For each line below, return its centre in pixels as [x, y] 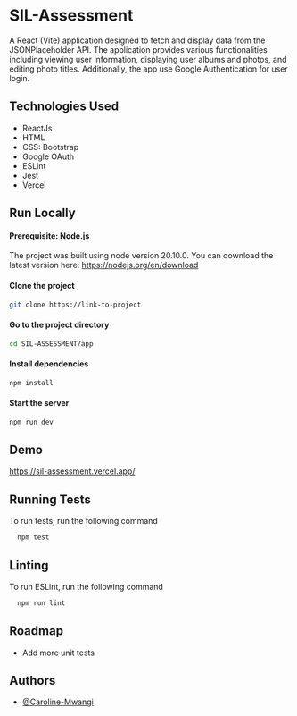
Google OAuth [48, 156]
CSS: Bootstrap [50, 147]
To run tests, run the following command [83, 521]
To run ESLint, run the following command [86, 586]
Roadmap [37, 631]
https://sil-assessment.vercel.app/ [72, 471]
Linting [29, 565]
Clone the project [42, 285]
